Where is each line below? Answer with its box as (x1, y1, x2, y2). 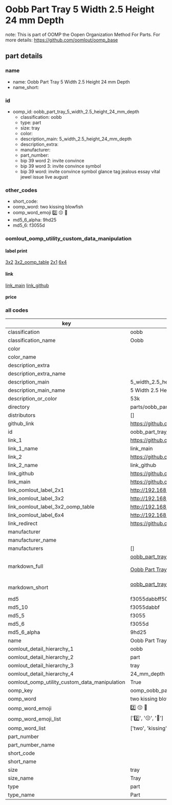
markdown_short (8, 584, 49, 591)
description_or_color (8, 395, 57, 402)
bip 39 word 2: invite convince (20, 157, 84, 163)
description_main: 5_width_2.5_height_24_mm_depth (20, 136, 132, 142)
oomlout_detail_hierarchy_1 (8, 645, 74, 652)
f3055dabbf (130, 604, 160, 611)
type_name (8, 791, 35, 798)
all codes (5, 307, 29, 314)
